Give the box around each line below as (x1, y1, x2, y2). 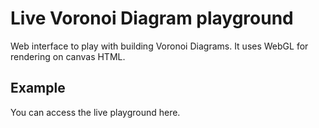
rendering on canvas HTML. (10, 50, 126, 62)
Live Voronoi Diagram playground (10, 7, 294, 30)
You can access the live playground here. (10, 106, 181, 118)
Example (10, 80, 66, 97)
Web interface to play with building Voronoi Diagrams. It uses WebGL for (10, 40, 309, 52)
